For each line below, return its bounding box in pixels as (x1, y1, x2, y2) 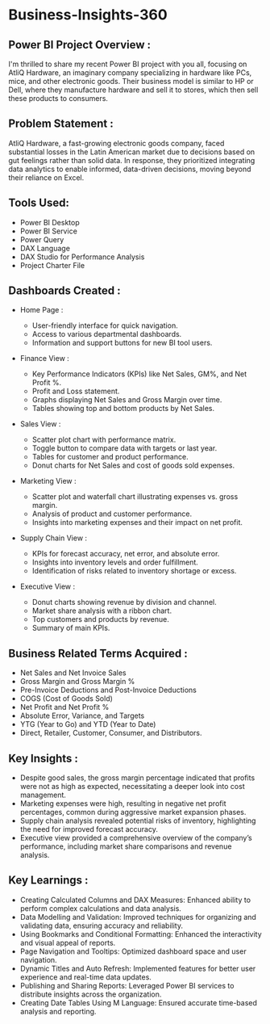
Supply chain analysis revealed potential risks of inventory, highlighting (19, 816, 256, 825)
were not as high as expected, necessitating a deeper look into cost (19, 782, 245, 791)
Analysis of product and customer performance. (31, 509, 192, 518)
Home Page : (19, 305, 64, 315)
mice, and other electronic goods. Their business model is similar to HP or (8, 77, 254, 86)
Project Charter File (19, 260, 85, 270)
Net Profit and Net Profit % (19, 703, 110, 712)
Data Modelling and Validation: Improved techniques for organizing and (19, 912, 256, 921)
